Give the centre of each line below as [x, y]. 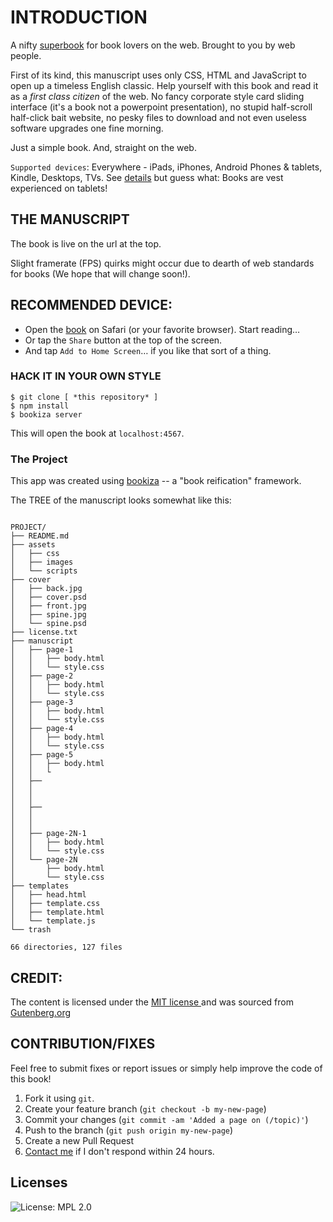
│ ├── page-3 [42, 702]
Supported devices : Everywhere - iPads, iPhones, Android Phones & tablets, [166, 167]
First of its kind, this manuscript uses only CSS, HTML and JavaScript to [158, 75]
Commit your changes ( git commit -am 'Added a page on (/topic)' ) [166, 1119]
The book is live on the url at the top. [86, 243]
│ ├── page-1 [42, 650]
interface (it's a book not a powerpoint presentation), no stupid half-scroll [161, 107]
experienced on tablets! [59, 188]
